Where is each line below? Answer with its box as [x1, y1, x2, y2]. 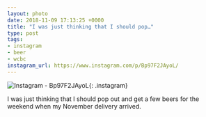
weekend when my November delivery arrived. [7, 102, 141, 110]
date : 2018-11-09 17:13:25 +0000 [7, 17, 104, 24]
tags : [7, 36, 23, 43]
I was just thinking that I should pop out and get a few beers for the [7, 95, 200, 103]
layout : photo [7, 10, 49, 17]
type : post [7, 29, 39, 37]
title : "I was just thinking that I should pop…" [7, 23, 154, 30]
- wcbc [7, 56, 26, 63]
